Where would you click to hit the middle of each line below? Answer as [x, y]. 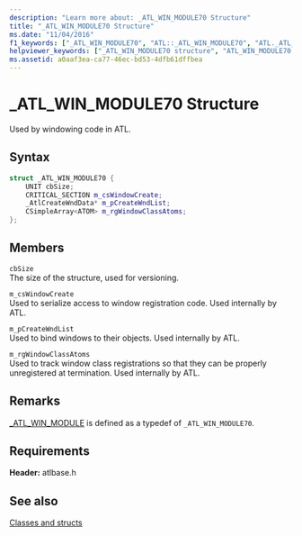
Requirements [49, 451]
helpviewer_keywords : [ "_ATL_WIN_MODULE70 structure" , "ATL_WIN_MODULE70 [151, 51]
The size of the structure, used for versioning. [94, 277]
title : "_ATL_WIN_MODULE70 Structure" [82, 26]
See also [34, 501]
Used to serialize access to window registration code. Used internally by [143, 303]
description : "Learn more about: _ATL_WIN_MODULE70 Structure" [130, 18]
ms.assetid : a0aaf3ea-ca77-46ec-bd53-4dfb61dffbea [106, 59]
